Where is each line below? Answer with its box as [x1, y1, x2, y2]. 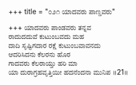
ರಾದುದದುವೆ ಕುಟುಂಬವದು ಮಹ [8, 32, 85, 41]
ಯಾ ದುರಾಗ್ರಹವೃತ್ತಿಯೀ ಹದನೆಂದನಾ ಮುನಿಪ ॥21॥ [8, 68, 129, 76]
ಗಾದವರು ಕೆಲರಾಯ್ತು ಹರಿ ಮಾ [8, 59, 78, 68]
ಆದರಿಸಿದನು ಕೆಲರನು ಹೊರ [8, 49, 70, 59]
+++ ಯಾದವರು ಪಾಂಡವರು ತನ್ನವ [8, 23, 92, 32]
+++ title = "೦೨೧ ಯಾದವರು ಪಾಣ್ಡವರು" [8, 7, 116, 16]
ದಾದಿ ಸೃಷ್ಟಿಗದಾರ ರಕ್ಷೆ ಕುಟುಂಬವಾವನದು [8, 41, 102, 50]
